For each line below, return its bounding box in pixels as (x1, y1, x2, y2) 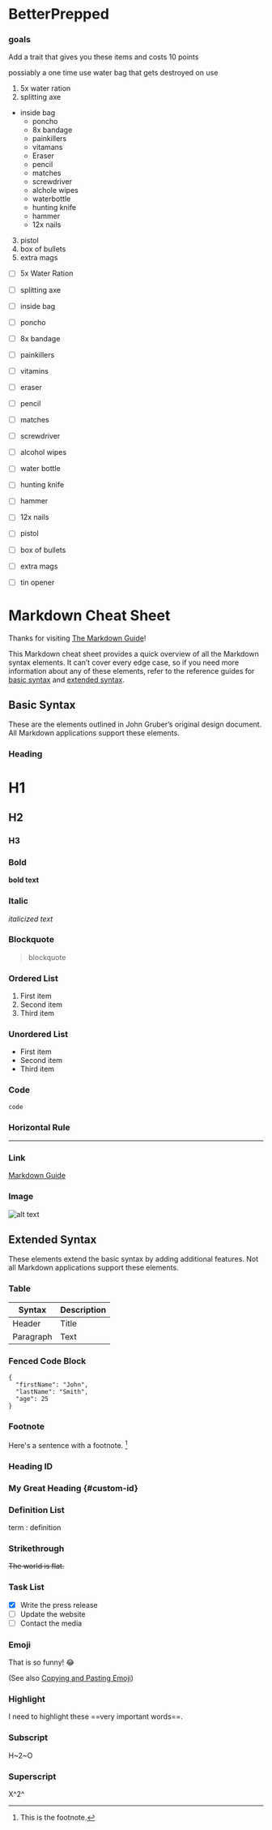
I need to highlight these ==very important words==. (8, 1712, 184, 1721)
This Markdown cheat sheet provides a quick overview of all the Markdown (8, 649, 259, 658)
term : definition (8, 1523, 62, 1532)
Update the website (19, 1609, 87, 1618)
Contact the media (19, 1618, 83, 1628)
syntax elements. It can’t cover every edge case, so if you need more (8, 658, 240, 667)
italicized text (8, 914, 53, 924)
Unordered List (8, 1029, 69, 1040)
